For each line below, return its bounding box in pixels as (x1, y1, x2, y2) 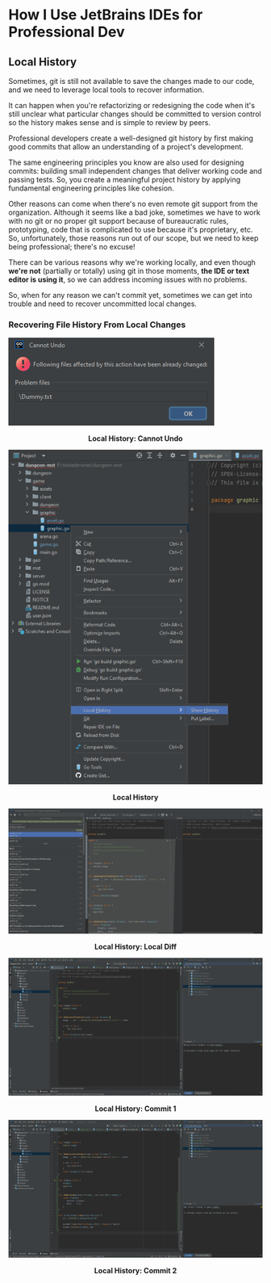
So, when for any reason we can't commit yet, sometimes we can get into (8, 291, 252, 300)
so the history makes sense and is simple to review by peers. (8, 118, 211, 127)
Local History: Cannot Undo (88, 434, 183, 443)
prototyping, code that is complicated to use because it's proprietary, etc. (8, 224, 253, 234)
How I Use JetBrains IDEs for (8, 6, 203, 24)
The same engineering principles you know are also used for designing (8, 157, 244, 167)
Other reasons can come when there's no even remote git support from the (8, 199, 258, 208)
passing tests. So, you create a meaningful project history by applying (8, 175, 241, 184)
